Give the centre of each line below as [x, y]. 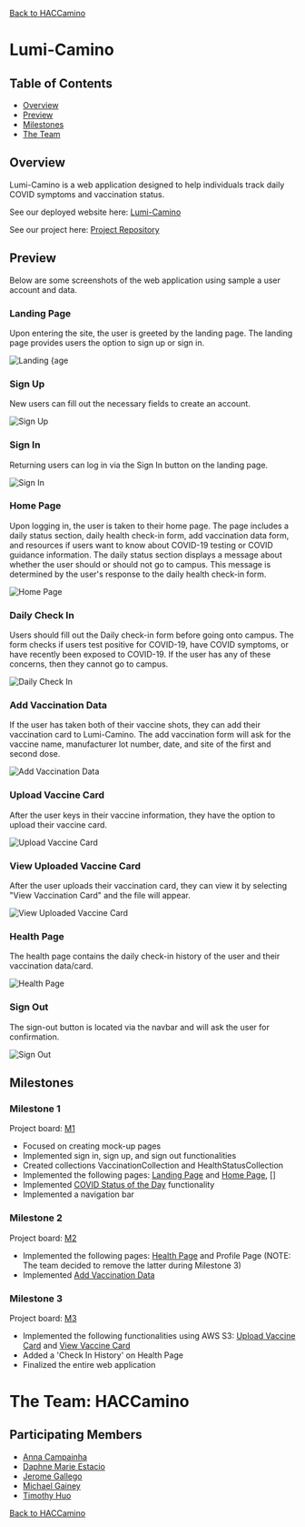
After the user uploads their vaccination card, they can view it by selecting [148, 885]
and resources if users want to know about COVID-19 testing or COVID [142, 545]
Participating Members [76, 1435]
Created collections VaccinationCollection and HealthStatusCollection [153, 1165]
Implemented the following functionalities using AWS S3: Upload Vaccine [159, 1335]
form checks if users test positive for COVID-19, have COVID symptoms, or [149, 645]
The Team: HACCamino [99, 1402]
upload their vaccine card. [58, 824]
